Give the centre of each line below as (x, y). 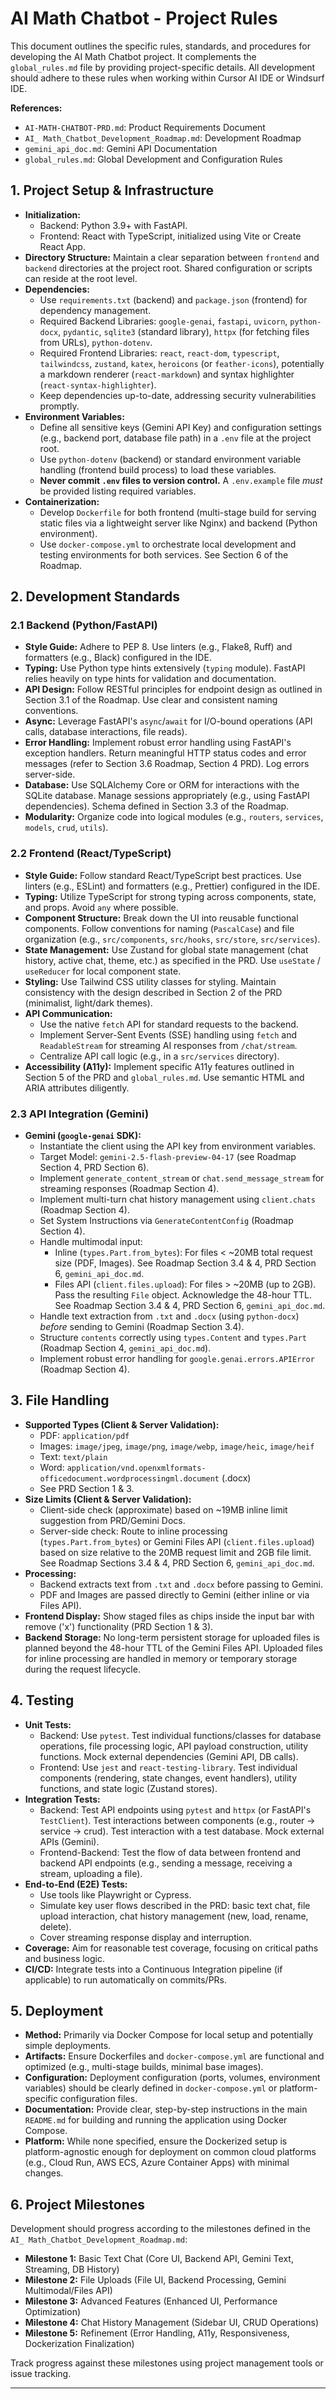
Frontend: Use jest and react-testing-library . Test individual (168, 1767)
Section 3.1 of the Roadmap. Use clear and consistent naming (151, 700)
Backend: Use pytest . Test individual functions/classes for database (180, 1735)
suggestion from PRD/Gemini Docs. (112, 1520)
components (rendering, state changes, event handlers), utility (168, 1778)
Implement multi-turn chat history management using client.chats (177, 1199)
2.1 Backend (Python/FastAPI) (84, 625)
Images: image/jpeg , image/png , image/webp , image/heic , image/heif (177, 1446)
